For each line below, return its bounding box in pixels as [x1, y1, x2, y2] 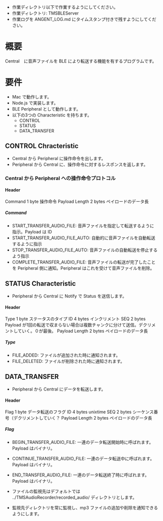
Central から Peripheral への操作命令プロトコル [5, 175, 116, 181]
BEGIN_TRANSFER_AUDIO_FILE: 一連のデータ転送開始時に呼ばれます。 [12, 439, 154, 445]
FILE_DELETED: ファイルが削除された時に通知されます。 [12, 358, 125, 364]
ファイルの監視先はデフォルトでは [12, 488, 81, 494]
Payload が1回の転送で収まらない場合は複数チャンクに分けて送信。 [5, 322, 139, 327]
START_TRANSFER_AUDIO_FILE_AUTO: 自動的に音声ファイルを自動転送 [12, 235, 155, 241]
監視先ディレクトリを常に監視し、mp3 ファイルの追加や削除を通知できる [12, 505, 158, 510]
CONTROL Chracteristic [5, 142, 79, 150]
